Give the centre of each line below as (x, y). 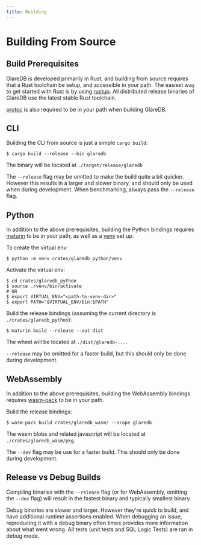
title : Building (26, 12)
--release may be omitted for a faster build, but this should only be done (96, 354)
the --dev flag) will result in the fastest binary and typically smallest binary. (99, 498)
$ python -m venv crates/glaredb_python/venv (64, 259)
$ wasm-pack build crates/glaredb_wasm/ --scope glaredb (79, 423)
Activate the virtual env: (36, 270)
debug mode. (23, 535)
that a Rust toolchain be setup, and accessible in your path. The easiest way (100, 84)
